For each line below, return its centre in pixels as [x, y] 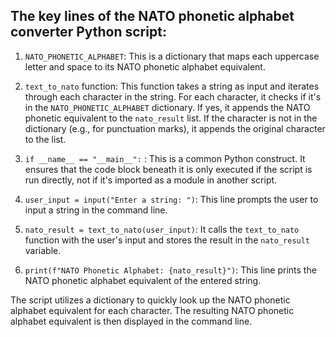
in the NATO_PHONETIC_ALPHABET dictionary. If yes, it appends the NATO [167, 107]
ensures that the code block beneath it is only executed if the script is [168, 169]
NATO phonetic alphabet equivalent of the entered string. [143, 280]
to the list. [45, 139]
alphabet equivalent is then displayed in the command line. [131, 321]
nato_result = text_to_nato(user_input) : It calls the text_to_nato [162, 229]
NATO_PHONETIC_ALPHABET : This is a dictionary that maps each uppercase [172, 56]
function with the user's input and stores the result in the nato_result [167, 240]
